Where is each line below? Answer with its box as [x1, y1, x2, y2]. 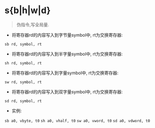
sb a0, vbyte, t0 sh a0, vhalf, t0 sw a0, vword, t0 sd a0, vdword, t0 [4, 118, 151, 123]
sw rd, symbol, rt [4, 80, 42, 85]
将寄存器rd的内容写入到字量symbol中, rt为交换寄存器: [11, 70, 119, 76]
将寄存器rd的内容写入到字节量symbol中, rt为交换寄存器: [11, 32, 123, 38]
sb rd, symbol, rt [4, 42, 42, 46]
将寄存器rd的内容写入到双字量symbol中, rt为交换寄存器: [11, 88, 123, 95]
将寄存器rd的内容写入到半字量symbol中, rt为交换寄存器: [11, 51, 123, 57]
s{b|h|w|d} [4, 5, 51, 16]
